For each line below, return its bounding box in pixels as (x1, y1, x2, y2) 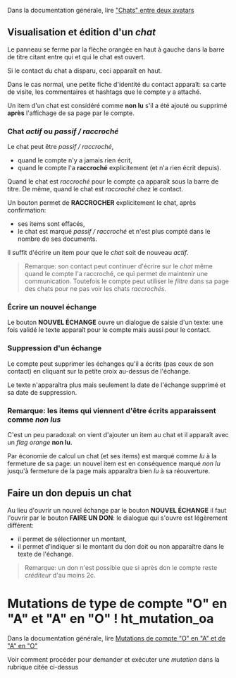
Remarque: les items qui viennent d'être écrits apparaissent (7, 405, 216, 415)
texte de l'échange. (17, 549, 74, 558)
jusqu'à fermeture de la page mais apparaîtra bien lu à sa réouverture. (7, 467, 211, 475)
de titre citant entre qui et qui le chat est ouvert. (7, 52, 146, 61)
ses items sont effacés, (17, 220, 86, 228)
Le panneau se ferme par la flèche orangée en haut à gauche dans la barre (7, 45, 225, 54)
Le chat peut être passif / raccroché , (7, 143, 114, 151)
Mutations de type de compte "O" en (7, 596, 228, 612)
